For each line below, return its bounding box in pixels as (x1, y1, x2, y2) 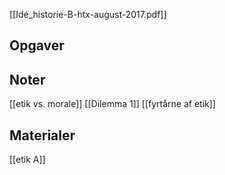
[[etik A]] (9, 154, 46, 166)
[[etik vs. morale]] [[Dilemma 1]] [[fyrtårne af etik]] (9, 98, 216, 110)
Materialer (9, 127, 76, 144)
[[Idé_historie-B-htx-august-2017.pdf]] (9, 9, 167, 20)
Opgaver (9, 37, 65, 54)
